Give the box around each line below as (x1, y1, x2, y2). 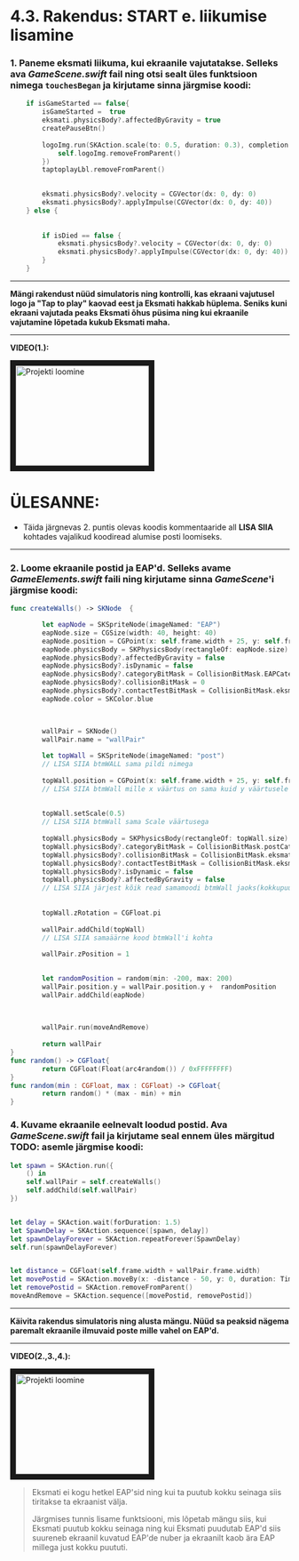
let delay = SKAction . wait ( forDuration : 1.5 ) (10, 1218, 181, 1227)
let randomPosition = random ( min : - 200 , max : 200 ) (42, 974, 233, 983)
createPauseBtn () (42, 124, 106, 133)
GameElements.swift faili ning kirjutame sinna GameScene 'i (10, 572, 274, 585)
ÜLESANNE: (10, 492, 100, 513)
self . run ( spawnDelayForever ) (10, 1243, 118, 1252)
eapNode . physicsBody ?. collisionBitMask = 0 (42, 678, 205, 687)
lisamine (10, 25, 75, 45)
